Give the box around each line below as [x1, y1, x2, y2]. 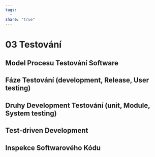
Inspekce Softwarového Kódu [5, 143, 101, 152]
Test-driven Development [5, 126, 88, 135]
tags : [5, 7, 17, 13]
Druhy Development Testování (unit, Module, [5, 101, 150, 109]
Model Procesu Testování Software [5, 59, 118, 67]
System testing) [5, 109, 57, 117]
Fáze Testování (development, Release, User [5, 76, 149, 85]
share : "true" [5, 17, 36, 22]
